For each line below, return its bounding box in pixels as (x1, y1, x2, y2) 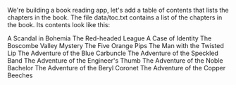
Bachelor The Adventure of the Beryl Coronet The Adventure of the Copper (7, 64, 226, 72)
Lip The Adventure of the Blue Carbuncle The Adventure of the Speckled (7, 49, 218, 57)
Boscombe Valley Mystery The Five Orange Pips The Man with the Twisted (7, 42, 224, 49)
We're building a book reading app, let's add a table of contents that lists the (7, 6, 229, 14)
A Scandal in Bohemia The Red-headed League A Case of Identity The (7, 34, 212, 42)
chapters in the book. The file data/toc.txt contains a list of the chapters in (7, 13, 223, 22)
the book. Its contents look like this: (7, 21, 111, 29)
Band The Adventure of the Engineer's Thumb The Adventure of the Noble (7, 56, 223, 65)
